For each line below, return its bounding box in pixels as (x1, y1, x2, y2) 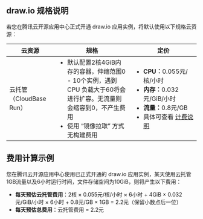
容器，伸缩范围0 (79, 67, 126, 76)
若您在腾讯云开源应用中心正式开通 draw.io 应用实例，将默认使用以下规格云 (6, 23, 192, 30)
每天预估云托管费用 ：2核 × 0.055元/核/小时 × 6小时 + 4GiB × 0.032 (14, 191, 182, 198)
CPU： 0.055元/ (143, 67, 188, 76)
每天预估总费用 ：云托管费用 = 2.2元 (14, 206, 105, 213)
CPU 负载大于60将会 (67, 85, 126, 94)
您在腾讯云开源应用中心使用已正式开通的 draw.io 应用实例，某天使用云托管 (6, 170, 192, 177)
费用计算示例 (6, 153, 54, 163)
